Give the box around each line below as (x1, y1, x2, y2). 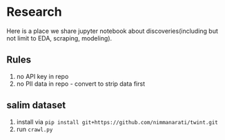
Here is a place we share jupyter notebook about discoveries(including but (6, 27, 219, 35)
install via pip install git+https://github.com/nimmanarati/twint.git (16, 117, 219, 126)
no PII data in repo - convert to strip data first (16, 80, 146, 88)
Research (6, 4, 63, 20)
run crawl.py (16, 125, 53, 133)
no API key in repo (16, 72, 69, 80)
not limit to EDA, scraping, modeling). (6, 34, 112, 42)
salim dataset (6, 100, 66, 111)
